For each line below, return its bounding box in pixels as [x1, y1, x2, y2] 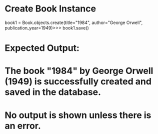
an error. [4, 120, 41, 131]
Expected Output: [4, 42, 79, 54]
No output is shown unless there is [4, 109, 151, 120]
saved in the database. [4, 86, 101, 98]
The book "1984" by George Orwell [4, 65, 153, 76]
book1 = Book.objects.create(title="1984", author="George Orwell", [4, 19, 143, 25]
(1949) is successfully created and [4, 76, 152, 87]
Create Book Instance [4, 3, 96, 14]
